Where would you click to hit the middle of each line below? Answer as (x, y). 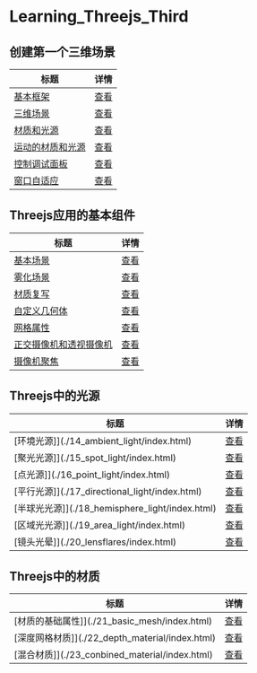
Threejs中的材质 (55, 577)
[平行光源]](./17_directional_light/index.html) (108, 491)
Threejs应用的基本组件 (73, 216)
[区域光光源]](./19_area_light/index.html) (100, 525)
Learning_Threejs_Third (99, 17)
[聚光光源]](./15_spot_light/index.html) (95, 458)
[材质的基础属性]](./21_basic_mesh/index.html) (113, 621)
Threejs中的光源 (55, 396)
